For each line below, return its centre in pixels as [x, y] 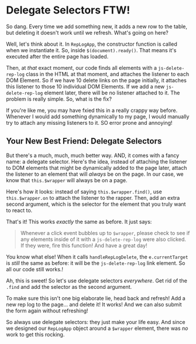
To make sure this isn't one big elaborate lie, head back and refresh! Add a [96, 298]
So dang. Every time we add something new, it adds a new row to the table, [97, 26]
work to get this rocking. [35, 334]
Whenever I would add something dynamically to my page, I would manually [98, 116]
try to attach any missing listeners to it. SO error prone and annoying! [89, 122]
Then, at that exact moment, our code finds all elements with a [81, 67]
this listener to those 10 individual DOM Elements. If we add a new [85, 86]
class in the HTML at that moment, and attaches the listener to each [107, 74]
